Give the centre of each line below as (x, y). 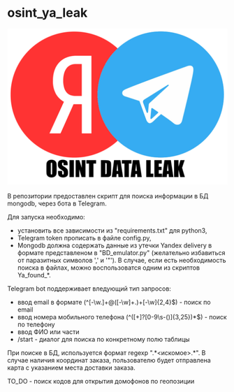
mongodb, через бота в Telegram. (57, 203)
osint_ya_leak (47, 13)
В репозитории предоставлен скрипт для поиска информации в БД (108, 196)
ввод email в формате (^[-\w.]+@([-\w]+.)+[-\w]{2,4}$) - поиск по (114, 303)
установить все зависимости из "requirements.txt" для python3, (112, 231)
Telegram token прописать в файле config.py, (84, 238)
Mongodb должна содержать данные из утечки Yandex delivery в (115, 245)
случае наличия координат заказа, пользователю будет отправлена (109, 361)
